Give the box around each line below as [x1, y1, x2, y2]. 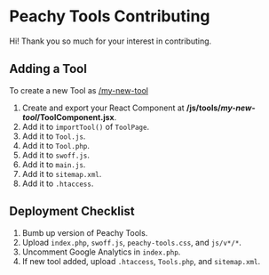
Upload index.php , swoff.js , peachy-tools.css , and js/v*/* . [21, 237, 242, 247]
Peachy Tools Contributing [9, 6, 210, 27]
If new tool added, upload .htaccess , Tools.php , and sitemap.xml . [21, 255, 260, 266]
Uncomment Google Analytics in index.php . [21, 247, 181, 257]
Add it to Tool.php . [21, 140, 91, 150]
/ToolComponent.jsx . [36, 111, 117, 122]
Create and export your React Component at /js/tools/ [21, 102, 222, 113]
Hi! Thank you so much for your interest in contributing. [9, 36, 212, 46]
